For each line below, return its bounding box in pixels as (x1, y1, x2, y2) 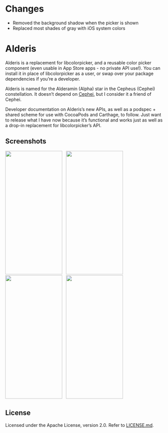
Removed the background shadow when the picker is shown (12, 20, 139, 26)
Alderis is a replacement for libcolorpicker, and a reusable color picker (5, 59, 152, 66)
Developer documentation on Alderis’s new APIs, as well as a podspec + (5, 106, 156, 112)
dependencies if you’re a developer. (5, 75, 80, 82)
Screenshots (5, 137, 47, 146)
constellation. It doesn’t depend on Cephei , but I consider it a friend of (5, 91, 152, 97)
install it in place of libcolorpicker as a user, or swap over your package (5, 70, 154, 76)
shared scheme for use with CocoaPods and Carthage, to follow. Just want (5, 111, 161, 117)
